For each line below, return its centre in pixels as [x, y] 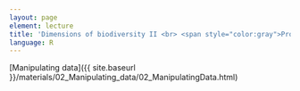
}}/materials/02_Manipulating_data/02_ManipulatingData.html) [124, 78]
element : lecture [42, 26]
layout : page [33, 17]
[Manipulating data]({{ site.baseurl [72, 68]
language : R [31, 42]
